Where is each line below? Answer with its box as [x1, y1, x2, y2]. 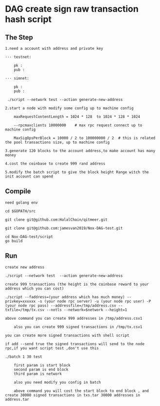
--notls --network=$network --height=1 [46, 307, 127, 312]
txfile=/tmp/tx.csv [5, 307, 45, 312]
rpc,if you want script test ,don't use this [5, 346, 99, 350]
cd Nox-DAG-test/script [5, 234, 53, 239]
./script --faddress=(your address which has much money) [5, 294, 125, 299]
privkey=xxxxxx [5, 299, 36, 304]
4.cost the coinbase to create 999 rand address [5, 161, 106, 166]
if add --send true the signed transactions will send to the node [5, 341, 145, 347]
